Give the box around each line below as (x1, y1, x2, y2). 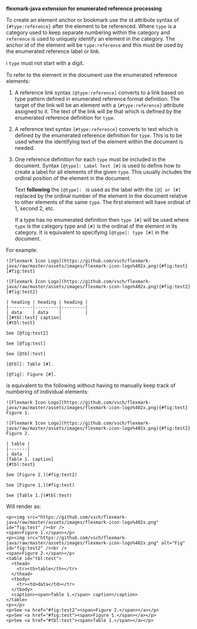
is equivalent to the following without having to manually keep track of (6, 382, 176, 389)
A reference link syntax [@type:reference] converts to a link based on (14, 89, 184, 96)
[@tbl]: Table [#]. (6, 361, 54, 367)
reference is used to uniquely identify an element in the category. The (6, 35, 175, 42)
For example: (6, 247, 38, 253)
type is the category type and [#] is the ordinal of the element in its (14, 222, 178, 230)
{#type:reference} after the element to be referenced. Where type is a (6, 23, 176, 30)
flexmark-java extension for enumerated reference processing (6, 5, 162, 12)
